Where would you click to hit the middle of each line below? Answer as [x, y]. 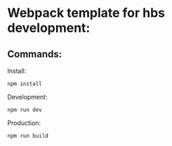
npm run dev [25, 110]
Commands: [35, 54]
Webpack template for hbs [86, 13]
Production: [24, 123]
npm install [25, 84]
